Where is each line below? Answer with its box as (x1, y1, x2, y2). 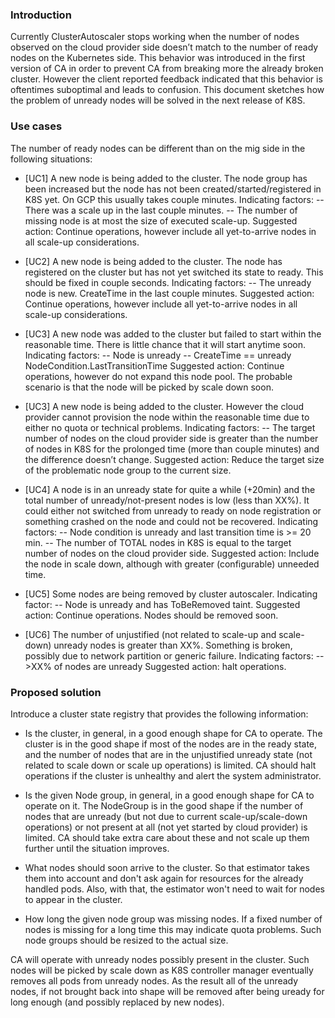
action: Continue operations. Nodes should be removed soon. (24, 609, 279, 621)
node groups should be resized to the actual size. (24, 934, 229, 946)
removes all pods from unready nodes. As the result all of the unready (10, 974, 299, 987)
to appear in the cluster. (24, 893, 123, 905)
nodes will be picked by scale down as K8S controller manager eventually (10, 964, 314, 976)
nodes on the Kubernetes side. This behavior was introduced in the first (10, 52, 306, 64)
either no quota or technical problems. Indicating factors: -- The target (24, 421, 316, 433)
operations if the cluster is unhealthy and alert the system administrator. (24, 769, 322, 782)
